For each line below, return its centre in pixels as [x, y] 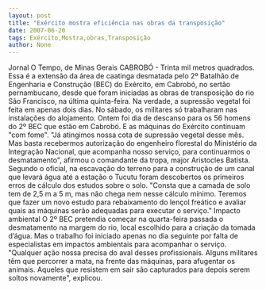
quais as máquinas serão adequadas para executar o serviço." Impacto [124, 211]
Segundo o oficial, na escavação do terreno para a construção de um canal [131, 169]
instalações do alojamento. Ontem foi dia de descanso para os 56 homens [129, 118]
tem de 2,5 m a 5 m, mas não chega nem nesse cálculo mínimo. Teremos [127, 194]
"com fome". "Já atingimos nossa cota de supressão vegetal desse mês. [126, 135]
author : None [30, 45]
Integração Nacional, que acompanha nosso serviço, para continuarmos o [129, 152]
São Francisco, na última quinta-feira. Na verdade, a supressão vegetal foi [129, 101]
